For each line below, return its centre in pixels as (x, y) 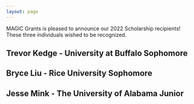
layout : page (22, 12)
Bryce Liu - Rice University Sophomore (79, 74)
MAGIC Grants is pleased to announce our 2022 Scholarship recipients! (93, 28)
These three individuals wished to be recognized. (66, 35)
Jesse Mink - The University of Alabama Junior (95, 93)
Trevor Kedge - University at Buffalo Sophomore (97, 53)
